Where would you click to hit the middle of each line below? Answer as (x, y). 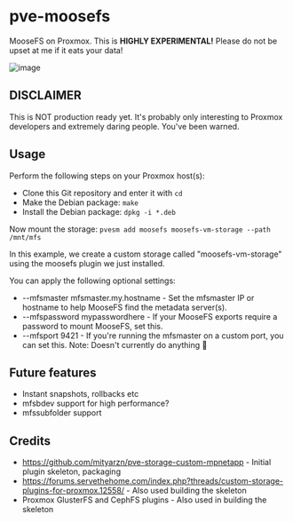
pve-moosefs (60, 16)
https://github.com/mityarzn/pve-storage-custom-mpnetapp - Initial (146, 463)
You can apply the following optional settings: (92, 281)
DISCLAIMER (45, 95)
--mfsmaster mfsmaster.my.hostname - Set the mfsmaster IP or (138, 297)
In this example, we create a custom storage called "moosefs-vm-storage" (146, 254)
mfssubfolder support (62, 413)
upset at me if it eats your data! (66, 50)
